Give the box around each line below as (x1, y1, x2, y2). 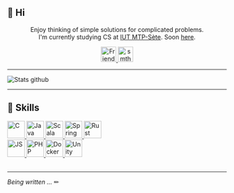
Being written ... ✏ (7, 178, 59, 186)
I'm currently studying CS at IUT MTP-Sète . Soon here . (38, 33, 196, 41)
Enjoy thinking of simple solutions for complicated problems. (30, 25, 204, 33)
